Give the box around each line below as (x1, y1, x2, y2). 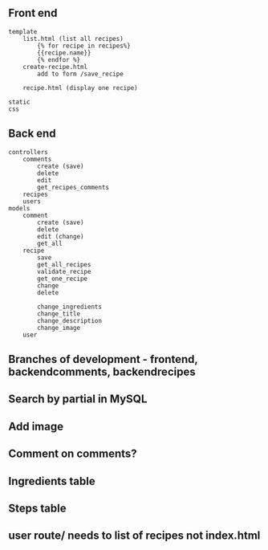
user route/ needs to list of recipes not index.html (8, 529, 261, 543)
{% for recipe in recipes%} (37, 42, 131, 50)
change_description (37, 316, 103, 324)
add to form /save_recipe (37, 70, 124, 78)
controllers (8, 148, 48, 156)
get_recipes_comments (37, 183, 110, 191)
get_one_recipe (37, 275, 88, 283)
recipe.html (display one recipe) (22, 84, 138, 92)
